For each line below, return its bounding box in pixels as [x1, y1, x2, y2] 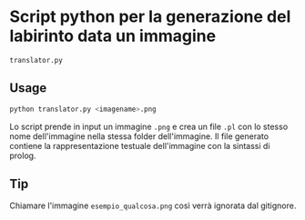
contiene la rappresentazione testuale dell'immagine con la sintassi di [9, 140, 270, 151]
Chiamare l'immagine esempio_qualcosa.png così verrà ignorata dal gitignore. [9, 200, 297, 211]
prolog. [9, 150, 36, 161]
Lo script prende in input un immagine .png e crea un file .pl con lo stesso [9, 121, 289, 132]
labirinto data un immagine [9, 25, 217, 46]
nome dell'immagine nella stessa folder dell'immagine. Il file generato [9, 130, 269, 142]
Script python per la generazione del [9, 6, 291, 27]
